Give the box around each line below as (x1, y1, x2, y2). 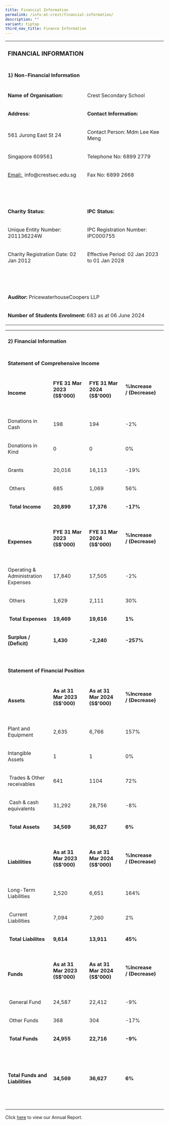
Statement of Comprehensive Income (8, 360, 100, 367)
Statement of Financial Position (8, 667, 84, 674)
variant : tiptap (5, 21, 39, 27)
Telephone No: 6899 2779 (87, 153, 151, 160)
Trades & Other (9, 774, 45, 781)
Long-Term (8, 886, 35, 893)
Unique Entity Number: (8, 226, 62, 233)
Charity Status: (8, 208, 45, 215)
